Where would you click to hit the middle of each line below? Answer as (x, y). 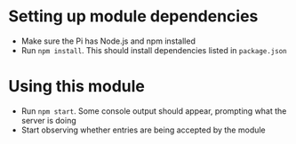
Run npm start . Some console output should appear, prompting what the (154, 111)
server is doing (48, 120)
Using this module (77, 87)
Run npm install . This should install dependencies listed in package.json (154, 50)
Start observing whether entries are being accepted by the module (143, 130)
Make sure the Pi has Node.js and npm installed (108, 41)
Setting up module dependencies (133, 16)
